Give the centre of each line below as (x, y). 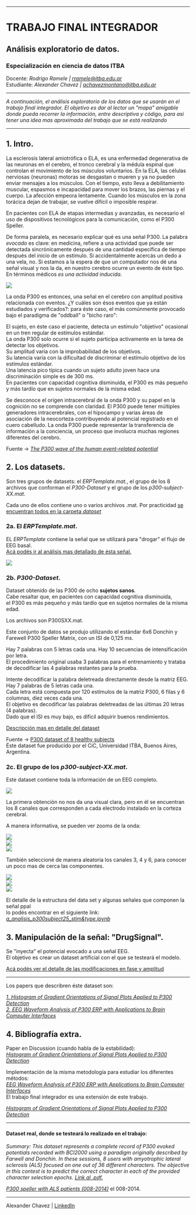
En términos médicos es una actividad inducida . (64, 274)
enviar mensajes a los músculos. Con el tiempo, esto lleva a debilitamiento (95, 183)
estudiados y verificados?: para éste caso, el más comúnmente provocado (96, 309)
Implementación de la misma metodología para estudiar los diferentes (90, 1072)
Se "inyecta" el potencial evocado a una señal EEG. (68, 952)
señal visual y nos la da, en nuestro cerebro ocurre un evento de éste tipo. (95, 268)
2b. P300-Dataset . (33, 577)
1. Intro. (20, 144)
